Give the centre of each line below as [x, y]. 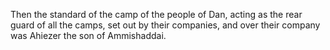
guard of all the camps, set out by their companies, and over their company [165, 25]
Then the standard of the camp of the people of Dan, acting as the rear [156, 14]
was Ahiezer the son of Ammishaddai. [88, 35]
